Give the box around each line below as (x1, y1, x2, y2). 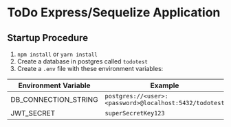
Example (150, 81, 179, 90)
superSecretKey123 (104, 109, 165, 117)
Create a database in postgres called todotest (16, 57, 148, 66)
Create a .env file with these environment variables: (16, 65, 164, 72)
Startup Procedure (7, 32, 88, 44)
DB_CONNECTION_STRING (10, 95, 98, 104)
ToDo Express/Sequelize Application (7, 5, 221, 20)
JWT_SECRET (10, 109, 56, 117)
